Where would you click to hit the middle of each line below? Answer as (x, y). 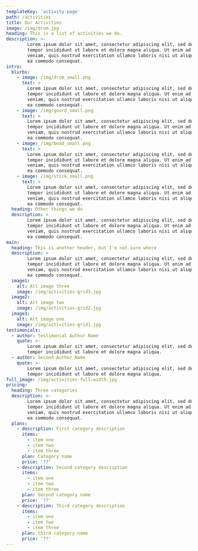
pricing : (17, 385)
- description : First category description (71, 429)
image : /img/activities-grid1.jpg (59, 325)
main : (13, 242)
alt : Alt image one (41, 319)
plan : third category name (55, 533)
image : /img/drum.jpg (33, 28)
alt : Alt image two (41, 303)
